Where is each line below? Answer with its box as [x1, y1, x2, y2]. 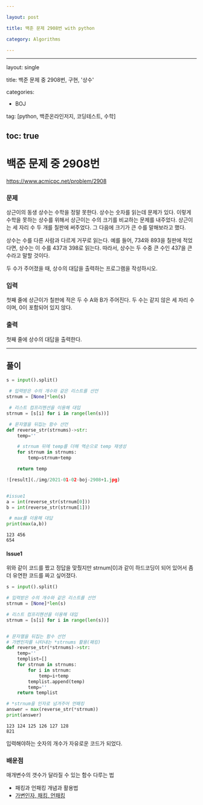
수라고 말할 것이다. [6, 252, 50, 259]
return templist [17, 690, 59, 696]
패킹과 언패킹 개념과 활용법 [14, 784, 79, 792]
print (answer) [6, 712, 42, 718]
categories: [6, 89, 34, 96]
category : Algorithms [6, 36, 61, 42]
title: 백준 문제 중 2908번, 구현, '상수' [6, 76, 94, 84]
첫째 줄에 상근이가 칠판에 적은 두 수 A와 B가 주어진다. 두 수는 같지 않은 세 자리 [6, 296, 188, 304]
